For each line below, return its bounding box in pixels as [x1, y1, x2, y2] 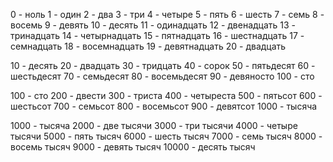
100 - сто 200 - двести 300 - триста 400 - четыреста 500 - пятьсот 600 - [10, 90, 323, 101]
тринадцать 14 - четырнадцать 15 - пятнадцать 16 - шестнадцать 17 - [10, 30, 305, 41]
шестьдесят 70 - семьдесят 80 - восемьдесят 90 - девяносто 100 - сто [10, 70, 315, 82]
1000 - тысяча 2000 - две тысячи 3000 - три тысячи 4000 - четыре [10, 120, 298, 131]
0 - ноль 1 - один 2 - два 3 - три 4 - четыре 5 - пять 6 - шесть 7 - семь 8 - [10, 9, 325, 20]
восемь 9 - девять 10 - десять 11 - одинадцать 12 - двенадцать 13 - [10, 19, 297, 31]
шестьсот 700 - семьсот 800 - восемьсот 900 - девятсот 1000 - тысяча [10, 100, 318, 112]
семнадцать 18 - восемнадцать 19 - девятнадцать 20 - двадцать [10, 40, 287, 52]
